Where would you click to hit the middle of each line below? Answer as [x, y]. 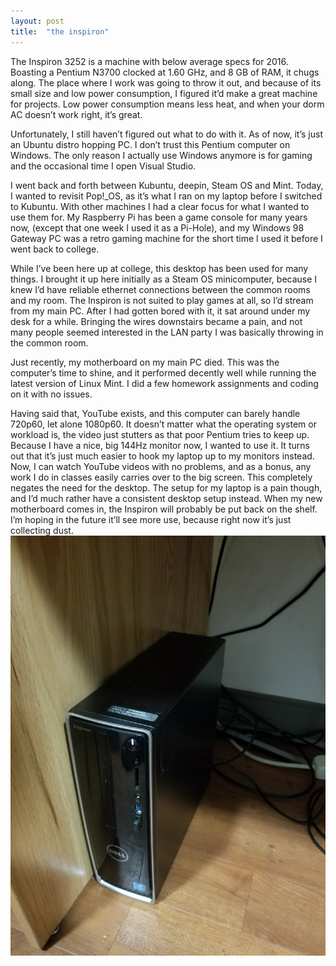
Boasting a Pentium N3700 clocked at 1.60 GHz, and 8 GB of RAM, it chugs [165, 72]
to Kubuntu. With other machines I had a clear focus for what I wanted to [160, 206]
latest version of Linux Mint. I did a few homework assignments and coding [164, 383]
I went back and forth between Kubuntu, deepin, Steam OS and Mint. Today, [167, 185]
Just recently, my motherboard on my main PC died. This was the [145, 362]
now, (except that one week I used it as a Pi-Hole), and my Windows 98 [157, 227]
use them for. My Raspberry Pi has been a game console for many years [159, 217]
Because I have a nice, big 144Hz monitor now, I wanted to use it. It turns [160, 445]
